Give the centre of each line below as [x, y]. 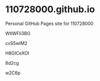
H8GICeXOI [17, 53]
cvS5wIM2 [16, 43]
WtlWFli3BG [18, 33]
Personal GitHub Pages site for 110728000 [49, 23]
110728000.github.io [50, 9]
